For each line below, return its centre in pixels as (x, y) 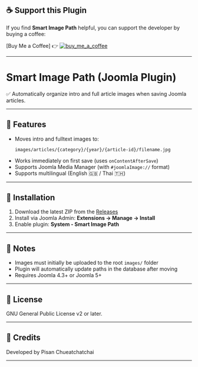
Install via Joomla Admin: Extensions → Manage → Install (85, 218)
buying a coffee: (26, 34)
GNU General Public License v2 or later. (54, 314)
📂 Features (26, 124)
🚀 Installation (31, 197)
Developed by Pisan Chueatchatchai (50, 352)
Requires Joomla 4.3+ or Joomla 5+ (58, 275)
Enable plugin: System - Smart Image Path (67, 225)
